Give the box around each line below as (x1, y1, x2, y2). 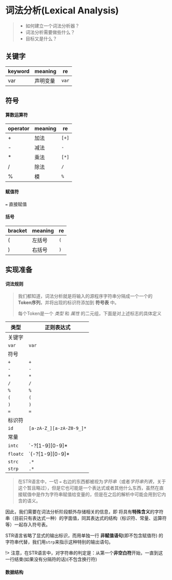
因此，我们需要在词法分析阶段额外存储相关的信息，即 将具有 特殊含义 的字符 (5, 509, 164, 515)
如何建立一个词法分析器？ (25, 23, 80, 29)
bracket (8, 227, 27, 234)
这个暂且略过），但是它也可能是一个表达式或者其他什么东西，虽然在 (17, 485, 160, 491)
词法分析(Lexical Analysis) (5, 5, 119, 16)
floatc (8, 451, 24, 457)
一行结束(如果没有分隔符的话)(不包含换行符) (5, 556, 97, 563)
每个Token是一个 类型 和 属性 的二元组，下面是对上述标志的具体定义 (17, 311, 162, 317)
